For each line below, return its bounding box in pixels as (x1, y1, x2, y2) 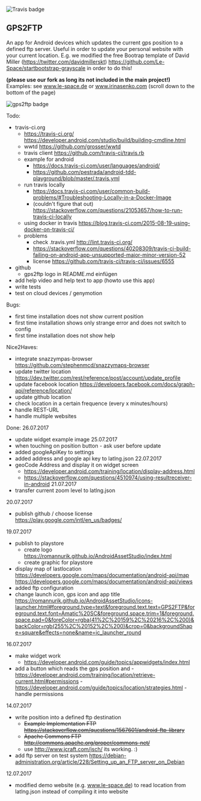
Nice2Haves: (6, 343, 38, 350)
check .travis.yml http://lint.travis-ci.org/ (32, 238, 133, 245)
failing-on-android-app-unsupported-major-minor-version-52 (32, 251, 186, 258)
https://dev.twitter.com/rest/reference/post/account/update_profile (14, 374, 181, 381)
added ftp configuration (14, 584, 74, 591)
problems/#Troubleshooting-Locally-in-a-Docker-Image (32, 194, 172, 201)
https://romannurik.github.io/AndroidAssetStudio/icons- (14, 597, 153, 604)
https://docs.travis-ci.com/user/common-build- (32, 187, 151, 194)
